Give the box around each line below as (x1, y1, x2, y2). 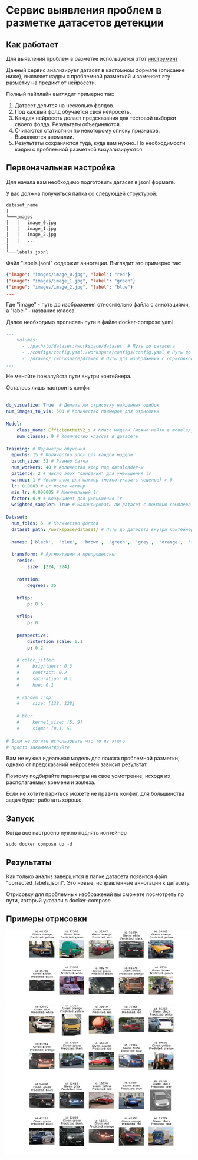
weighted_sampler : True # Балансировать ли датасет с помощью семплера (11, 502, 192, 508)
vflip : (16, 614, 33, 619)
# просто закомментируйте (6, 744, 70, 750)
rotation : (16, 576, 41, 582)
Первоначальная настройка (6, 163, 115, 173)
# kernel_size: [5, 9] (16, 720, 83, 726)
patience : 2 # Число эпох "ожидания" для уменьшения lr (11, 471, 151, 477)
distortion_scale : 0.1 (27, 638, 83, 644)
